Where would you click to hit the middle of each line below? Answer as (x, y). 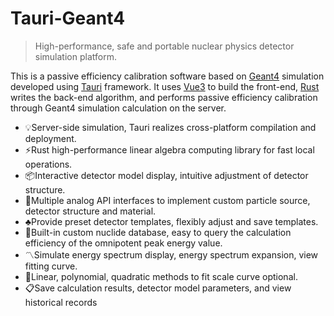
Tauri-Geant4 (68, 18)
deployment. (50, 138)
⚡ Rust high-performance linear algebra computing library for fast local (169, 149)
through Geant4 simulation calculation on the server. (118, 108)
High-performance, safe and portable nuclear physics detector (164, 46)
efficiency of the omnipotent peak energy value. (123, 243)
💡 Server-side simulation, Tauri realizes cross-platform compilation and (170, 127)
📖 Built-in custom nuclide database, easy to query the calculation (158, 232)
